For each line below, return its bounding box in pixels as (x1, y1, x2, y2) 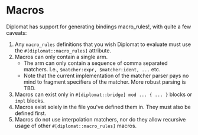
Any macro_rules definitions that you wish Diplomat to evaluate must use (14, 41, 191, 48)
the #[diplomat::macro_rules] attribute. (14, 47, 111, 54)
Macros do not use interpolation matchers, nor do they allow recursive (14, 116, 186, 123)
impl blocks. (14, 97, 45, 104)
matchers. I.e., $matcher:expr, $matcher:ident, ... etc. (23, 65, 161, 73)
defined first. (14, 110, 46, 117)
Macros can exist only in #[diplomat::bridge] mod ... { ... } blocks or (14, 91, 193, 98)
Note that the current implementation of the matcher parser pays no (23, 72, 189, 79)
